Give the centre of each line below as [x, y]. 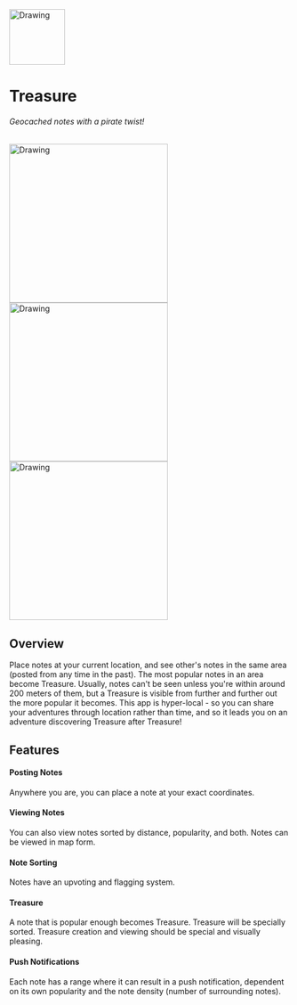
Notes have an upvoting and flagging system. [92, 882]
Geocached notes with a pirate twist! [77, 121]
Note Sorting [33, 862]
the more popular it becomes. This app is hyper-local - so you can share [141, 703]
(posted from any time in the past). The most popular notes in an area [136, 674]
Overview [37, 644]
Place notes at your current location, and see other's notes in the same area [148, 665]
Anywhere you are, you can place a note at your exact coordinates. [132, 792]
